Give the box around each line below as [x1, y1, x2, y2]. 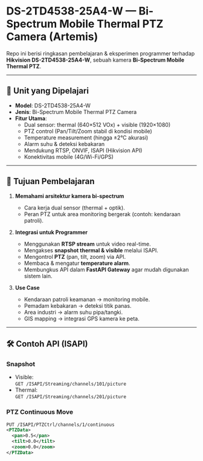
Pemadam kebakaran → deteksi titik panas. [24, 302, 132, 309]
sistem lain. [24, 272, 53, 279]
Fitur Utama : [14, 115, 47, 122]
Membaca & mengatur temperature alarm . [24, 259, 130, 267]
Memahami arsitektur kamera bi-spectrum [14, 192, 124, 200]
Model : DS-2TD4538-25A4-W [14, 101, 91, 109]
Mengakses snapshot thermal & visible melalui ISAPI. [24, 246, 159, 254]
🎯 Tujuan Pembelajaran [6, 176, 95, 186]
